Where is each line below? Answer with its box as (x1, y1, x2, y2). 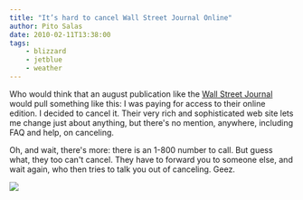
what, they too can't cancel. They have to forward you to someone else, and (9, 154, 294, 165)
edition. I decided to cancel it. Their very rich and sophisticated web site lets (9, 108, 294, 119)
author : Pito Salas (9, 22, 83, 31)
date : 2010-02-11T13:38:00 (9, 30, 111, 39)
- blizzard (25, 47, 67, 56)
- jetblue (25, 55, 63, 64)
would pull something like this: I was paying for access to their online (9, 98, 266, 109)
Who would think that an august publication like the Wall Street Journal (9, 88, 273, 100)
